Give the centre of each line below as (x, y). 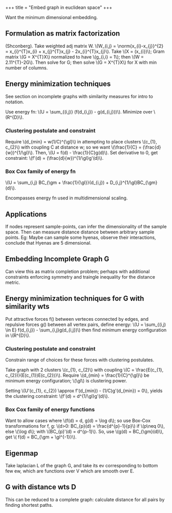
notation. (15, 102)
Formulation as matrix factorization (63, 34)
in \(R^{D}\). (18, 335)
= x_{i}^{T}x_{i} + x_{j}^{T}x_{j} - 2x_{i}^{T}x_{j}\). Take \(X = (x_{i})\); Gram (85, 51)
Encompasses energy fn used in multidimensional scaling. (67, 198)
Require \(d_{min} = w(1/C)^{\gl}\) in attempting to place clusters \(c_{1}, (81, 141)
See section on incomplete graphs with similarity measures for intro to (79, 96)
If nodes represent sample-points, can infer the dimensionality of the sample (86, 227)
